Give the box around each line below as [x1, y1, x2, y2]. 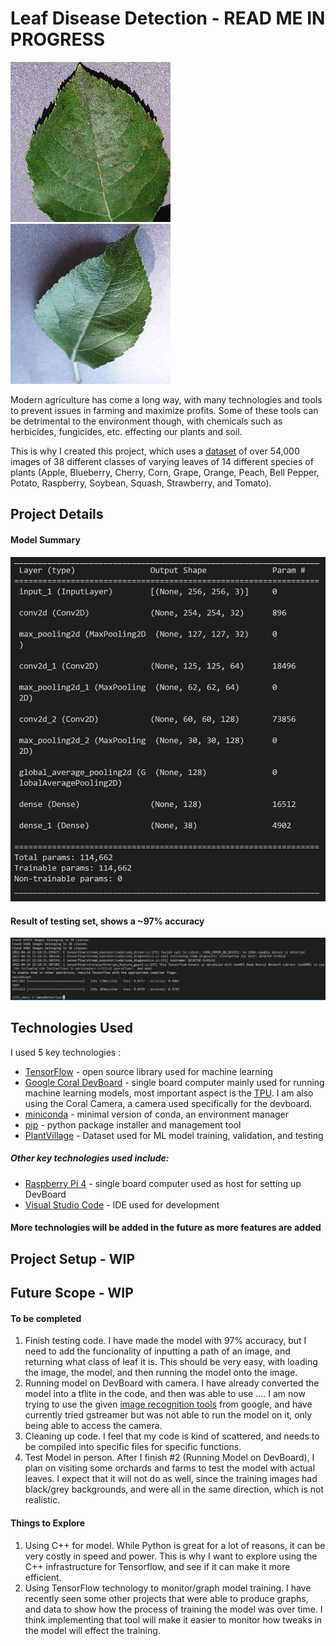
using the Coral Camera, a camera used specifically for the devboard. [24, 1097, 313, 1109]
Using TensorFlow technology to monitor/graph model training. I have [24, 1582, 312, 1594]
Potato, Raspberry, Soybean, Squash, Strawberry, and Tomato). [10, 477, 272, 489]
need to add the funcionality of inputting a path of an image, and [24, 1345, 291, 1357]
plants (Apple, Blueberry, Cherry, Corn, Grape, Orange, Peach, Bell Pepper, [10, 466, 320, 478]
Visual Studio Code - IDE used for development [24, 1198, 220, 1211]
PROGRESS [10, 28, 106, 51]
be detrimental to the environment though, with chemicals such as [10, 415, 283, 427]
